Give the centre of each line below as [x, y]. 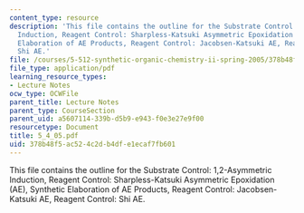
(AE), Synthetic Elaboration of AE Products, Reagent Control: [122, 189]
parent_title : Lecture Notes [64, 102]
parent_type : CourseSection [62, 111]
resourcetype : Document [54, 128]
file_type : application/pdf [62, 69]
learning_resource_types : [58, 77]
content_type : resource [54, 18]
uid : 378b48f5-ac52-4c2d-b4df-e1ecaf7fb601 [93, 144]
